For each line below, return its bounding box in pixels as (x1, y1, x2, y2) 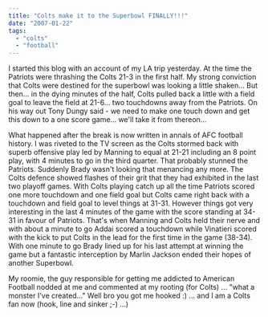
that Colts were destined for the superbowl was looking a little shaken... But (8, 81, 258, 91)
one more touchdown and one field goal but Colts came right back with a (8, 190, 250, 200)
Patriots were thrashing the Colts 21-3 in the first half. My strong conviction (8, 72, 257, 82)
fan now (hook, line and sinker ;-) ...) (8, 299, 129, 309)
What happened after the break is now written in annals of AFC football (8, 130, 243, 140)
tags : (8, 26, 26, 35)
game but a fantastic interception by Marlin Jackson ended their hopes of (8, 250, 251, 259)
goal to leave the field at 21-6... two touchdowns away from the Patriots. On (8, 98, 258, 108)
